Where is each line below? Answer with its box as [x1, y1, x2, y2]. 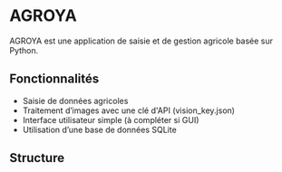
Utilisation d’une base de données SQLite [22, 124, 177, 135]
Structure [9, 150, 65, 166]
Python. [9, 44, 39, 55]
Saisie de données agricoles [22, 95, 129, 106]
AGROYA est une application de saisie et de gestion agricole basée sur [9, 35, 274, 46]
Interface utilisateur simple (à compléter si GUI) [22, 114, 199, 125]
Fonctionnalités [9, 72, 100, 87]
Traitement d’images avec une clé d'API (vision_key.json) [22, 105, 236, 116]
